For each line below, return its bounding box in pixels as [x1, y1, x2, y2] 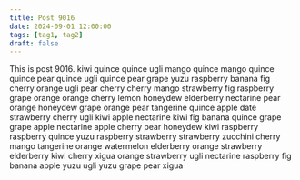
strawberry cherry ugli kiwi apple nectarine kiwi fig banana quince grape [9, 112, 282, 123]
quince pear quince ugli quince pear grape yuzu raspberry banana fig [9, 74, 271, 85]
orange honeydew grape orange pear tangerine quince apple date [9, 102, 257, 114]
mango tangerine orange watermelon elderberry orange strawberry [9, 141, 263, 152]
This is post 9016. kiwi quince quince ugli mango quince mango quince [9, 64, 275, 75]
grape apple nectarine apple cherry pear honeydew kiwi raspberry [9, 122, 259, 133]
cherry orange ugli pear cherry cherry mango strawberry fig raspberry [9, 83, 275, 94]
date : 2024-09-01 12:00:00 [9, 22, 112, 31]
